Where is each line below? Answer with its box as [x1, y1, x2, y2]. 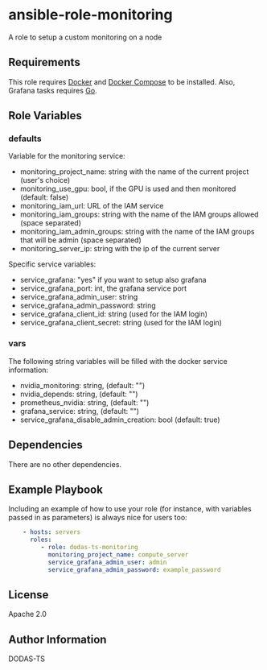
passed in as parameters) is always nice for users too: [8, 513, 187, 523]
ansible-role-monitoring [8, 6, 173, 24]
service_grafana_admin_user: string [19, 292, 138, 302]
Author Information [8, 632, 107, 646]
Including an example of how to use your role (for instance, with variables [8, 504, 252, 514]
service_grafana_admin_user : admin [47, 558, 167, 566]
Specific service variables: [8, 259, 97, 269]
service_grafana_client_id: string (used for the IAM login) [19, 309, 207, 319]
